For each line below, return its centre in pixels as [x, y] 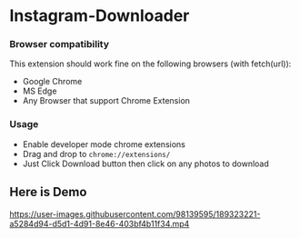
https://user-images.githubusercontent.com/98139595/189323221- [135, 213]
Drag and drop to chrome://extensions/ [96, 154]
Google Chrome [52, 82]
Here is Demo [48, 192]
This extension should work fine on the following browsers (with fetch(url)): [150, 64]
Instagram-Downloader [100, 16]
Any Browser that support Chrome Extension [106, 101]
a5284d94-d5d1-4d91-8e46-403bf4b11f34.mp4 [100, 223]
